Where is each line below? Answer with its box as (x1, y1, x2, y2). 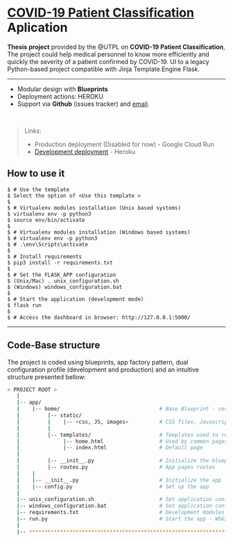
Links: (24, 127, 42, 135)
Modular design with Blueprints (17, 85, 109, 93)
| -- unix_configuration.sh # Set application (16, 496, 213, 503)
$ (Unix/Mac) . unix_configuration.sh (7, 277, 119, 285)
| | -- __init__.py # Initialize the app (16, 477, 222, 484)
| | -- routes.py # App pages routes (16, 464, 216, 471)
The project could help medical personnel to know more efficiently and (7, 50, 209, 58)
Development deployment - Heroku (34, 148, 136, 156)
